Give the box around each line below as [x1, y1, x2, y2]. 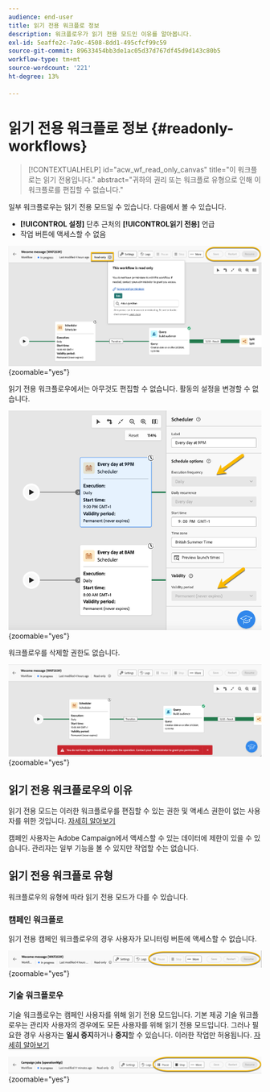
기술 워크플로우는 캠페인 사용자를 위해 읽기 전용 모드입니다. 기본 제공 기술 [8, 1010, 238, 1019]
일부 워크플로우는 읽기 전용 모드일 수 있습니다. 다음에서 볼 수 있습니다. [8, 201, 227, 211]
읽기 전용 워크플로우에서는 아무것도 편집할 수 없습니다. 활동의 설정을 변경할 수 [8, 384, 251, 393]
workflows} [8, 137, 88, 155]
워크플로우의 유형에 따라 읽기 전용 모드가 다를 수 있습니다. [8, 891, 189, 902]
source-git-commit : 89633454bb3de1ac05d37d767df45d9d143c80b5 [8, 47, 221, 56]
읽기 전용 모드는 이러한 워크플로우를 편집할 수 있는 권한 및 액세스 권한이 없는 [8, 806, 247, 816]
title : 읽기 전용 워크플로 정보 [8, 21, 100, 30]
